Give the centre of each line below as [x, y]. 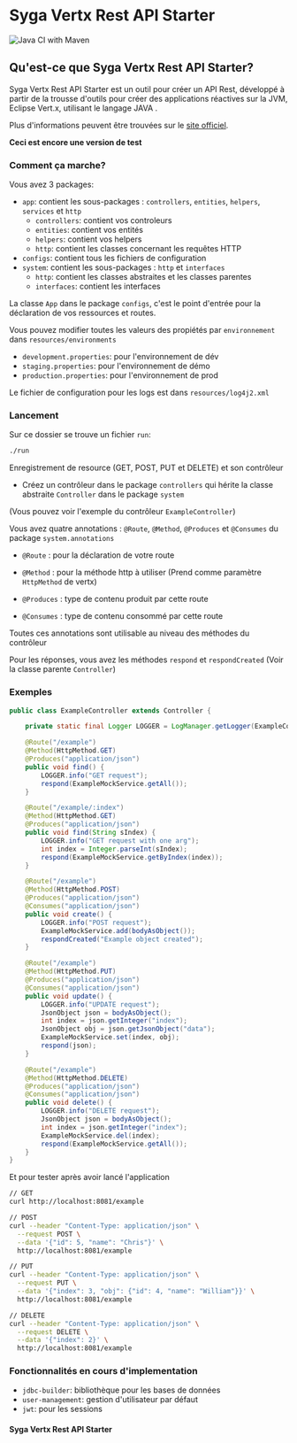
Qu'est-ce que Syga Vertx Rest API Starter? [131, 68]
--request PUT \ [47, 1283]
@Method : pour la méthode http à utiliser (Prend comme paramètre [142, 573]
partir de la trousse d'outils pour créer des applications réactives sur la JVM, [148, 98]
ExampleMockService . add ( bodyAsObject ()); [118, 930]
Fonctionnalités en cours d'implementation [103, 1371]
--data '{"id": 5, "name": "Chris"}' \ [91, 1242]
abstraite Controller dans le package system [103, 494]
